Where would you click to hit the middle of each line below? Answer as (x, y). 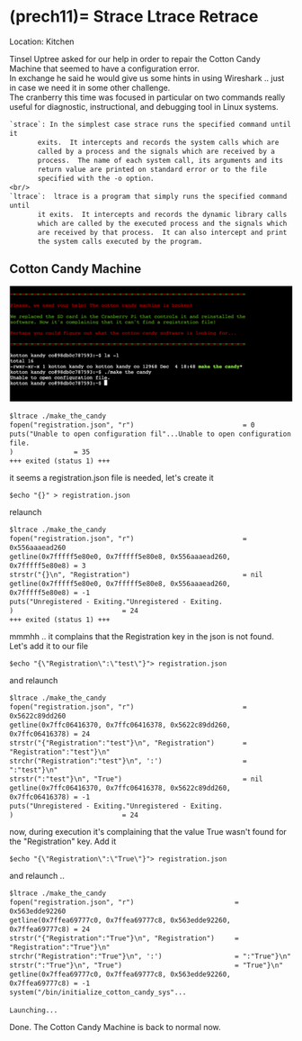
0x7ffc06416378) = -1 (50, 797)
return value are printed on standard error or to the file (152, 169)
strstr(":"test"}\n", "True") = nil (136, 779)
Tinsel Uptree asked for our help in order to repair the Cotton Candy (135, 59)
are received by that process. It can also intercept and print (162, 232)
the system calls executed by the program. (120, 241)
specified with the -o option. (96, 178)
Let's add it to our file (49, 646)
